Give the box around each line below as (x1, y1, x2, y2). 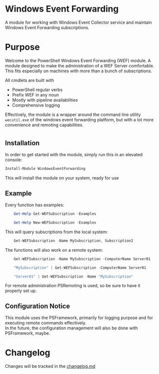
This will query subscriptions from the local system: (5, 229, 108, 235)
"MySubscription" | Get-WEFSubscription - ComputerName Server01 (14, 265, 146, 270)
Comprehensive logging (12, 102, 60, 108)
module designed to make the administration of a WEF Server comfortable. (5, 63, 155, 68)
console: (5, 157, 23, 163)
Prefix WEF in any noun (12, 92, 59, 98)
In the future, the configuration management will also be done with (5, 325, 138, 331)
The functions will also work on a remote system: (5, 247, 103, 253)
